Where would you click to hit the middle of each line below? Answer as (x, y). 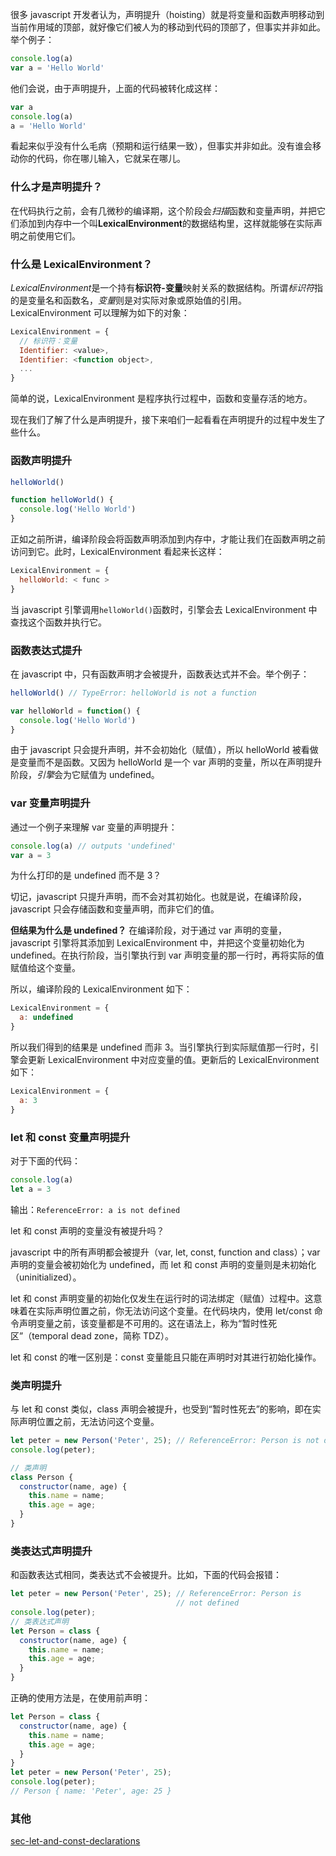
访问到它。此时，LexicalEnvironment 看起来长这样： (117, 552)
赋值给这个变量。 (45, 968)
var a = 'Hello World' (57, 68)
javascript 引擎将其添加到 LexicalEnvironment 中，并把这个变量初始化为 (157, 943)
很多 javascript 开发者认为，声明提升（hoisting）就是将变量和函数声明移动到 (167, 14)
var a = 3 (31, 855)
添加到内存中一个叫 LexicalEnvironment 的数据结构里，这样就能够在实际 (166, 223)
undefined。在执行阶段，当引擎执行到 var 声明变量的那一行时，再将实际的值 (167, 955)
